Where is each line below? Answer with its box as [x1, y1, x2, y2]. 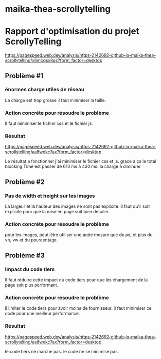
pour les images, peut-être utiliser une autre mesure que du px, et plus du [5, 232, 153, 238]
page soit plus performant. [5, 282, 58, 288]
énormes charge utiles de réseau [5, 86, 85, 93]
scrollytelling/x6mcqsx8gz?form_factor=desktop [5, 58, 103, 63]
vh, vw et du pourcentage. [5, 237, 58, 243]
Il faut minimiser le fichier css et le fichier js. [5, 120, 93, 126]
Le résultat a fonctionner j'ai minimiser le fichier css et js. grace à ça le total [5, 159, 157, 164]
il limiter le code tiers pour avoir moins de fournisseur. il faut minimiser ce [5, 305, 152, 311]
